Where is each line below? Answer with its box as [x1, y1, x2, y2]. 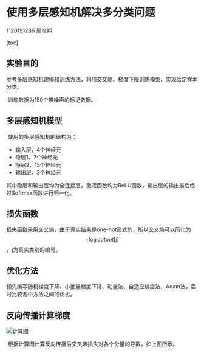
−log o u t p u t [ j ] [84, 236, 120, 243]
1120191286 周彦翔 [6, 27, 53, 34]
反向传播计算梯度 [6, 310, 70, 320]
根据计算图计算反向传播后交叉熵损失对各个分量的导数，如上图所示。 [7, 340, 178, 348]
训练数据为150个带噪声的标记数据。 [7, 96, 97, 103]
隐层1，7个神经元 [15, 153, 58, 161]
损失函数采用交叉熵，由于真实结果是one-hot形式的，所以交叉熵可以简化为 [6, 226, 191, 233]
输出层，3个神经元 [15, 169, 62, 176]
